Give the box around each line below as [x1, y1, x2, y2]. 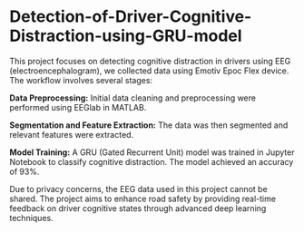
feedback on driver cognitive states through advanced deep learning [9, 202, 267, 214]
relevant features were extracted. [9, 129, 134, 140]
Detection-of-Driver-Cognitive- [9, 6, 252, 27]
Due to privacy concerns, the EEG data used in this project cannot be [9, 183, 268, 194]
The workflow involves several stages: [9, 74, 152, 85]
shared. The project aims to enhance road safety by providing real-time [9, 193, 277, 204]
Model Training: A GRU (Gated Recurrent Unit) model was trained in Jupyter [9, 147, 295, 158]
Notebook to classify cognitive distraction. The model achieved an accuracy [9, 156, 294, 167]
